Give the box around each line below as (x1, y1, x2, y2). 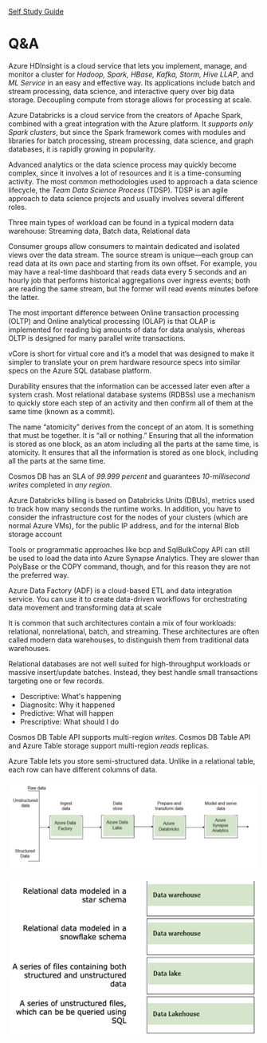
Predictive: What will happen (19, 708, 114, 717)
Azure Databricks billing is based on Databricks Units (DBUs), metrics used (8, 495, 255, 505)
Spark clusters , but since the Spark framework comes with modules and (8, 127, 245, 136)
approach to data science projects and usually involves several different (8, 193, 245, 203)
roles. (8, 202, 27, 211)
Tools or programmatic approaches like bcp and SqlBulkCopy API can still (8, 544, 250, 554)
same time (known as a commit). (8, 406, 116, 416)
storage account (8, 529, 62, 539)
